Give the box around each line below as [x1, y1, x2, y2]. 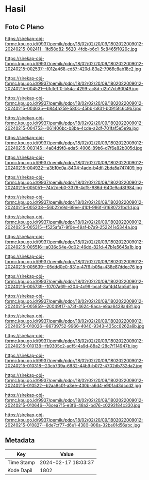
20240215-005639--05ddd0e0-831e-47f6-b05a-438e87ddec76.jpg [5, 264, 142, 269]
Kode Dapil [7, 467, 33, 474]
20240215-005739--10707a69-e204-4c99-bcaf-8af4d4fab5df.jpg [5, 284, 138, 289]
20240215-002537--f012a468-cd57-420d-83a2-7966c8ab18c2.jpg [5, 66, 141, 72]
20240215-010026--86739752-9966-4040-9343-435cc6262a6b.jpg [5, 323, 145, 329]
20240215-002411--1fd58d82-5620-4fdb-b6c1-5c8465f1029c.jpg [5, 46, 137, 52]
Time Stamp [7, 459, 35, 466]
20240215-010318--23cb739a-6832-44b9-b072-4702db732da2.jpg [5, 363, 143, 368]
